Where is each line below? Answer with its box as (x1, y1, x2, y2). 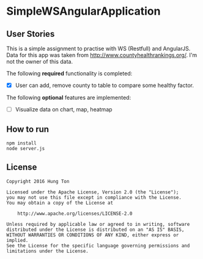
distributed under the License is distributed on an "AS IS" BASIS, (6, 227, 185, 233)
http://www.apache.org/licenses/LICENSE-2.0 (17, 210, 133, 217)
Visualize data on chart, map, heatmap (15, 106, 113, 113)
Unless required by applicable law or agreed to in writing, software (6, 221, 190, 227)
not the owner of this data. (6, 58, 73, 65)
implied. (6, 237, 29, 243)
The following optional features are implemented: (6, 94, 131, 102)
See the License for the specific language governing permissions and (6, 242, 190, 249)
